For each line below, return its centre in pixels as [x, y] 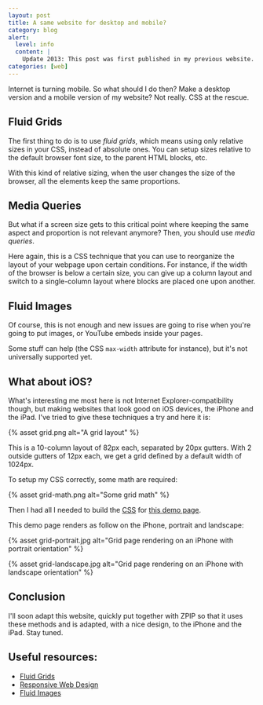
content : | [33, 52]
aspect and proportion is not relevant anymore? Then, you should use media [131, 233]
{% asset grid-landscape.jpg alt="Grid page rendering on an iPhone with [126, 564]
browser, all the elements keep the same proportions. [94, 181]
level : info [35, 45]
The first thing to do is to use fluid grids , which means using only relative [126, 141]
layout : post [29, 15]
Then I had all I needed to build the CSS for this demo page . [105, 510]
